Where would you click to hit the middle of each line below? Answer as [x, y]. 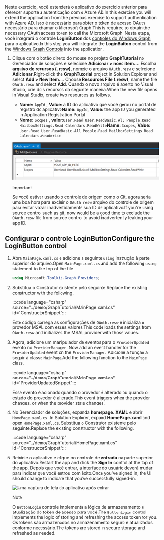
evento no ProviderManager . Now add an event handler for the [74, 347]
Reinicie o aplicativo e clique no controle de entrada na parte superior [82, 457]
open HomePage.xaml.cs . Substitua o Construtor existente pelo [74, 423]
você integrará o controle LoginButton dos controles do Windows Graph [78, 38]
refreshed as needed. [34, 533]
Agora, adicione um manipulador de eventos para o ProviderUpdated [81, 342]
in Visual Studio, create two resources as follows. [61, 95]
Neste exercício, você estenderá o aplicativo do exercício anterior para [76, 7]
